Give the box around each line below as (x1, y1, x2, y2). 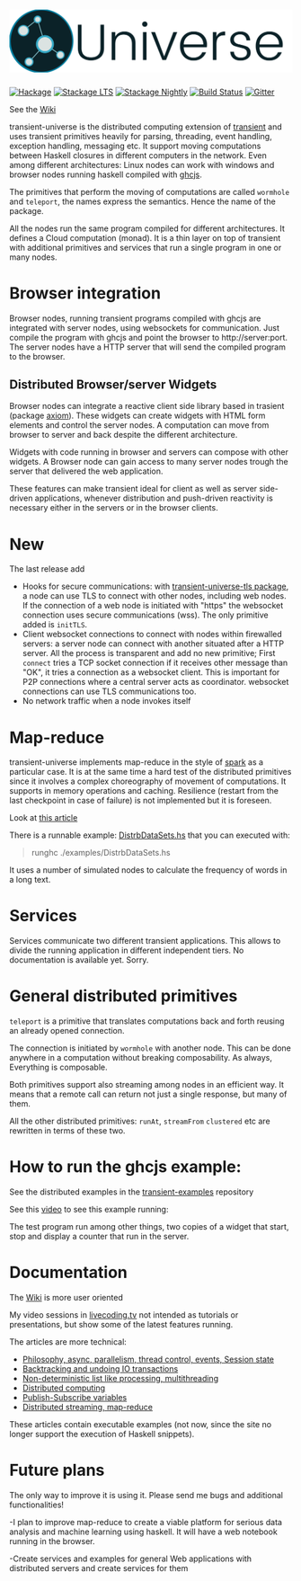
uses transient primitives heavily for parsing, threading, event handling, (9, 130, 272, 141)
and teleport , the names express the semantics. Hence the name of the (9, 196, 276, 207)
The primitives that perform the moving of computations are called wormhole (9, 186, 290, 197)
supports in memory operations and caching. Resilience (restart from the (9, 786, 279, 796)
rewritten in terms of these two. (9, 1125, 126, 1136)
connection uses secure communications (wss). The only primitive (22, 609, 269, 620)
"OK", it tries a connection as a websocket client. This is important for (22, 667, 280, 678)
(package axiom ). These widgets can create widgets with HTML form (9, 410, 266, 422)
